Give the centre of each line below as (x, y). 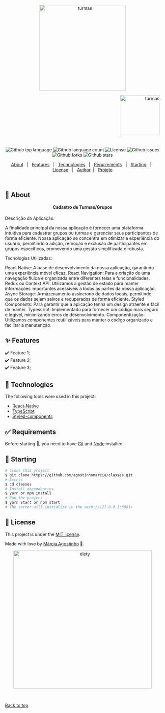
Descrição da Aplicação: (30, 218)
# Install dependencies (29, 489)
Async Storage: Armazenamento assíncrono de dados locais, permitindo (78, 294)
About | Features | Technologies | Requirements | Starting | (81, 165)
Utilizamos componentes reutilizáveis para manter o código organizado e (79, 320)
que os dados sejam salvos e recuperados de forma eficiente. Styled (75, 299)
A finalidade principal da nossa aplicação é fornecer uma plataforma (74, 228)
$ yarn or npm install (28, 493)
